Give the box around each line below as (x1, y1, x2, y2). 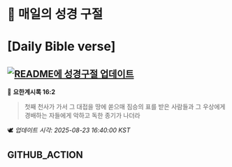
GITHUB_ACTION (7, 149, 84, 161)
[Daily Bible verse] (7, 39, 116, 54)
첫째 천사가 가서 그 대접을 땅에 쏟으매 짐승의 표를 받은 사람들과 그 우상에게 (24, 102, 226, 111)
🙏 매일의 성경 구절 (7, 6, 103, 22)
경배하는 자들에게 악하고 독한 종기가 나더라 (24, 111, 141, 120)
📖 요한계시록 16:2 (7, 88, 56, 96)
